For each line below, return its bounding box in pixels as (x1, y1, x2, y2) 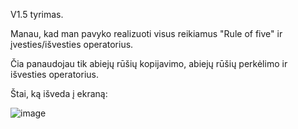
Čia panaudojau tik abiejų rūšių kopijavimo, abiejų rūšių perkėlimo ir (10, 58, 288, 69)
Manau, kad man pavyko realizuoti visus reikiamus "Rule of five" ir (10, 28, 283, 39)
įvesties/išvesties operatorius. (10, 39, 134, 50)
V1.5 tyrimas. (10, 9, 64, 20)
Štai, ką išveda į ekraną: (10, 88, 108, 99)
